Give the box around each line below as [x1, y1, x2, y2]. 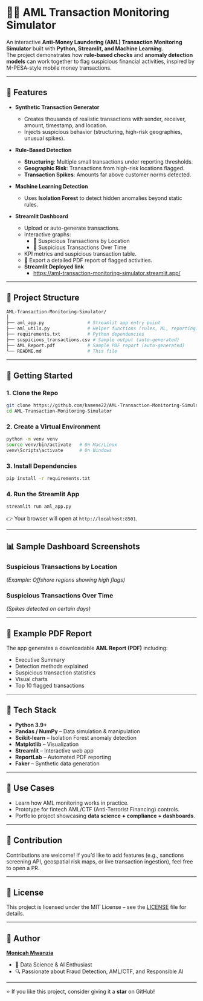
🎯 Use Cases [6, 783, 55, 793]
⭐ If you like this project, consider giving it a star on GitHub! [6, 988, 155, 996]
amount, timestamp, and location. [24, 121, 108, 129]
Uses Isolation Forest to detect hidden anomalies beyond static [24, 194, 182, 202]
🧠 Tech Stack [6, 705, 57, 716]
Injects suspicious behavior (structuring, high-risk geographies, [24, 128, 182, 135]
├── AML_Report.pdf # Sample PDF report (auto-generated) [6, 342, 185, 348]
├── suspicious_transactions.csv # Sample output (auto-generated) [6, 336, 180, 343]
